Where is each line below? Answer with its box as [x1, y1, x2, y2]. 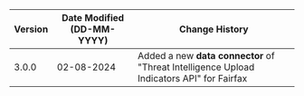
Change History [179, 23, 249, 35]
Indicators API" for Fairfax [137, 72, 248, 84]
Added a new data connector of [137, 50, 275, 62]
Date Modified [62, 12, 125, 24]
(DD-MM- [70, 23, 116, 35]
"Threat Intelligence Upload [137, 61, 255, 73]
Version [14, 23, 49, 35]
